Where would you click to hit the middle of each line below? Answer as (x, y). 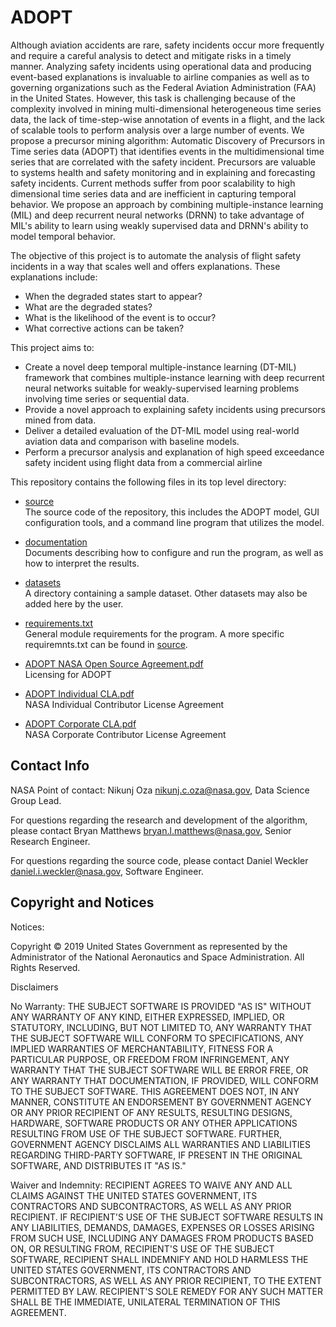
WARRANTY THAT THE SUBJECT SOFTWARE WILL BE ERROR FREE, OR (159, 1070)
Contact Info (50, 766)
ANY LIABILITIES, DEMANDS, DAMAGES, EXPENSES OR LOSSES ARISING (162, 1227)
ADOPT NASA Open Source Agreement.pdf (114, 663)
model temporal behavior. (63, 236)
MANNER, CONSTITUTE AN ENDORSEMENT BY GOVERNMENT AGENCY (161, 1102)
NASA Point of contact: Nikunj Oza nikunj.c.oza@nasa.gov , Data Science (160, 790)
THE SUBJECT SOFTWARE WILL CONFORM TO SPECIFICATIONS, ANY (157, 1038)
